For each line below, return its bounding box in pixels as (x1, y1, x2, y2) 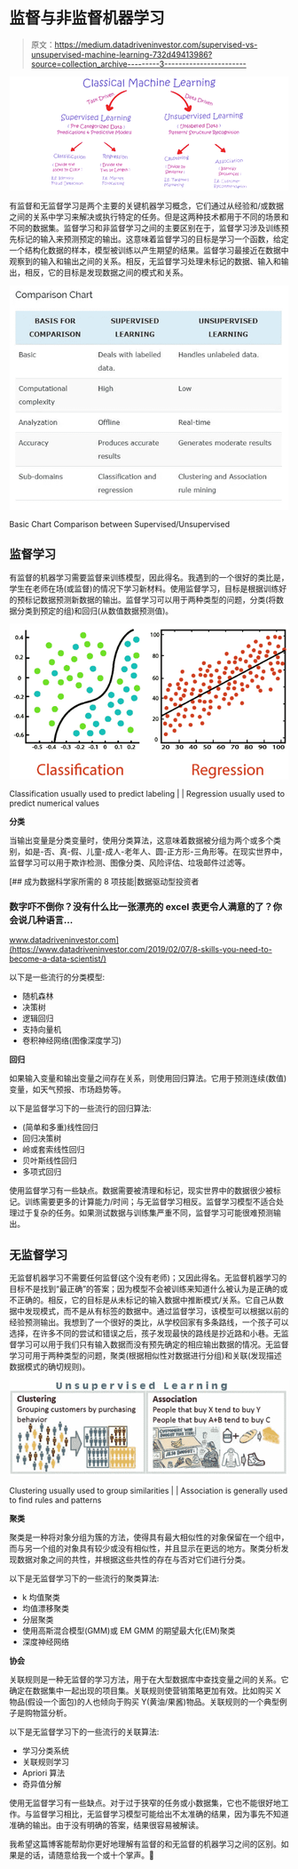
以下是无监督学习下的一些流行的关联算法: (9, 1726, 160, 1737)
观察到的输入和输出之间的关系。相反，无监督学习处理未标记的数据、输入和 (9, 256, 281, 267)
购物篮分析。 (24, 1707, 72, 1718)
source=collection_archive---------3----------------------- (30, 59, 247, 69)
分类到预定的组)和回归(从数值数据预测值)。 (16, 606, 174, 616)
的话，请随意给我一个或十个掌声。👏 (24, 1849, 155, 1860)
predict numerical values (9, 798, 100, 809)
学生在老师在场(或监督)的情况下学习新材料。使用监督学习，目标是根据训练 (9, 583, 279, 594)
